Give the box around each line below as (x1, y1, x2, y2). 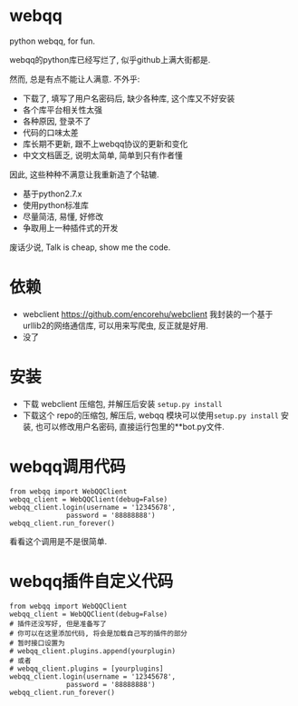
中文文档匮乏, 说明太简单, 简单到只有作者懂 (22, 149, 183, 160)
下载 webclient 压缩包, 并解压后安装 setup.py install (22, 398, 223, 409)
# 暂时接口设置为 (9, 638, 65, 648)
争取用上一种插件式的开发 (22, 222, 119, 233)
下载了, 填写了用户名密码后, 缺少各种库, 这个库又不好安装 (22, 93, 236, 104)
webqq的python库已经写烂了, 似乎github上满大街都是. (9, 54, 211, 65)
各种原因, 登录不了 (22, 115, 91, 126)
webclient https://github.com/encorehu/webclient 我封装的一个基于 (22, 308, 274, 319)
